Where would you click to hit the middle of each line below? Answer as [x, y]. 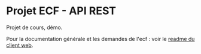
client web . [20, 45]
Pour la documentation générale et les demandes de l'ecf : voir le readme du [100, 39]
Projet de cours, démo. [34, 27]
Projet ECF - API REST [61, 11]
